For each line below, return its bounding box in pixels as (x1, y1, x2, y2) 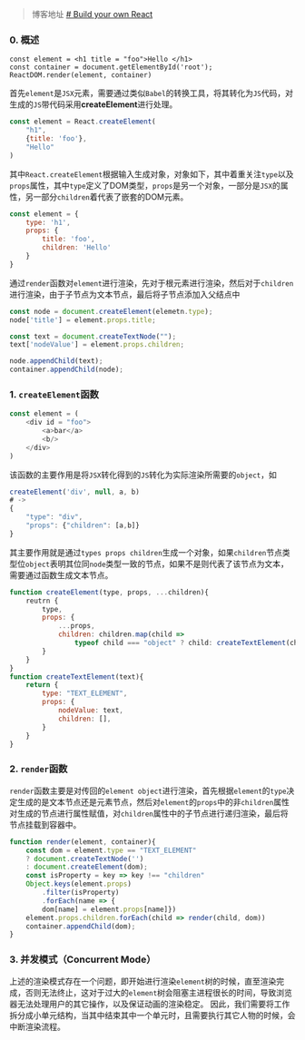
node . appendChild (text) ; (9, 357, 103, 366)
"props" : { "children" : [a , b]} (25, 521, 141, 530)
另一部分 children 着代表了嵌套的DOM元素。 (25, 191, 189, 202)
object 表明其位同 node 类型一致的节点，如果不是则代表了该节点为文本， (25, 558, 289, 569)
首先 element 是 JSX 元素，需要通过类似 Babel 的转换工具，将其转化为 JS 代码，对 (9, 88, 293, 99)
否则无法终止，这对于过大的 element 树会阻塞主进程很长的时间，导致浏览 (25, 986, 293, 997)
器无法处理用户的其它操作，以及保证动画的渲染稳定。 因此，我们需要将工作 (9, 998, 290, 1009)
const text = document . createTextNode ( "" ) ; (9, 331, 177, 341)
